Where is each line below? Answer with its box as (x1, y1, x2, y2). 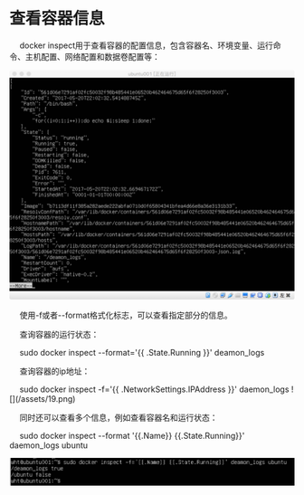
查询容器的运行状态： (19, 329, 100, 340)
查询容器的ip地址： (19, 366, 90, 376)
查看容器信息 (9, 8, 106, 29)
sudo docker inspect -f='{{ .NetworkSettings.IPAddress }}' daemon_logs (19, 384, 290, 395)
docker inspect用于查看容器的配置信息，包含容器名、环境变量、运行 (19, 40, 274, 51)
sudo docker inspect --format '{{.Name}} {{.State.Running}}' (19, 431, 245, 442)
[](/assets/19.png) (9, 394, 76, 405)
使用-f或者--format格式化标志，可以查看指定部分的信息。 (19, 309, 233, 321)
